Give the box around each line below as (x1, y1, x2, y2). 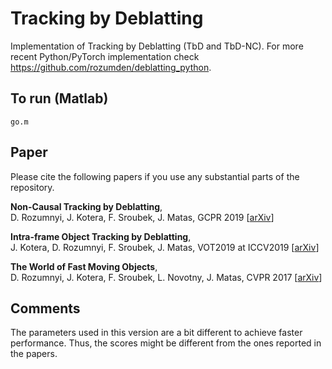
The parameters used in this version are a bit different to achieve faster (10, 327, 303, 339)
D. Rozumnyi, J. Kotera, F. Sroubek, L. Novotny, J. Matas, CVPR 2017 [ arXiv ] (10, 271, 323, 283)
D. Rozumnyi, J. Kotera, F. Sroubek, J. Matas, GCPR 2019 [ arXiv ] (10, 211, 275, 223)
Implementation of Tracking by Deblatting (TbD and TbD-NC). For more (10, 40, 304, 52)
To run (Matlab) (10, 90, 109, 107)
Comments (10, 300, 81, 317)
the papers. (10, 348, 58, 360)
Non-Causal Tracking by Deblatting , (10, 200, 163, 212)
